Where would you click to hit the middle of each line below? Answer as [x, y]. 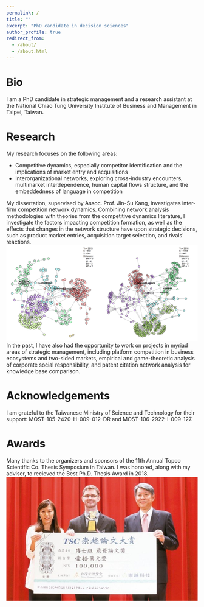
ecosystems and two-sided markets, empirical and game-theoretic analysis [101, 359]
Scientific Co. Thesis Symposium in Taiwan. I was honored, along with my [98, 467]
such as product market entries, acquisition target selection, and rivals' [95, 235]
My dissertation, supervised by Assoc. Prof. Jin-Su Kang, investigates [93, 203]
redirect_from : [25, 39]
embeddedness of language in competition [69, 191]
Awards [26, 444]
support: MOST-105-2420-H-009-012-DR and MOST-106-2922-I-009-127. [100, 419]
